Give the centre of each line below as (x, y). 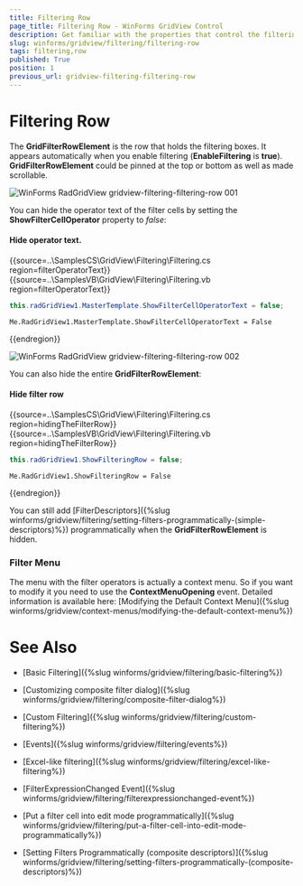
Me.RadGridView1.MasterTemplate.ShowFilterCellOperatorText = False (141, 322)
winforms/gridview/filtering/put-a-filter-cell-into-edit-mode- (134, 825)
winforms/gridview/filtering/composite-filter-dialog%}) (124, 700)
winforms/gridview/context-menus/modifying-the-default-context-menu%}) (151, 611)
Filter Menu (35, 563)
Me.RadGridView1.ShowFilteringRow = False (90, 476)
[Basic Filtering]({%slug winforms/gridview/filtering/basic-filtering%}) (152, 673)
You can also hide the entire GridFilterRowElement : (106, 373)
